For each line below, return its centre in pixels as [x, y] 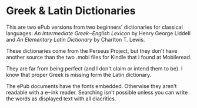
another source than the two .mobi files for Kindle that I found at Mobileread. [99, 57]
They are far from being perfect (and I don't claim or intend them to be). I [94, 68]
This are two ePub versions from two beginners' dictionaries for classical [95, 27]
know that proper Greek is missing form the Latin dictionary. [79, 75]
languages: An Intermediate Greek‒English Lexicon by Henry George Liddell [98, 33]
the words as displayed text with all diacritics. [61, 99]
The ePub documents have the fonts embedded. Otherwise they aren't [91, 86]
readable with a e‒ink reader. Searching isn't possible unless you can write [97, 92]
